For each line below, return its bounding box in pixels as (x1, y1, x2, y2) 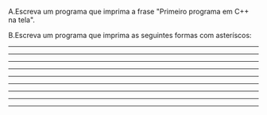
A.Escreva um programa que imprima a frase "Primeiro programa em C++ (8, 7, 250, 16)
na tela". (8, 15, 36, 25)
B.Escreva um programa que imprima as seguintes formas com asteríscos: (8, 31, 252, 40)
